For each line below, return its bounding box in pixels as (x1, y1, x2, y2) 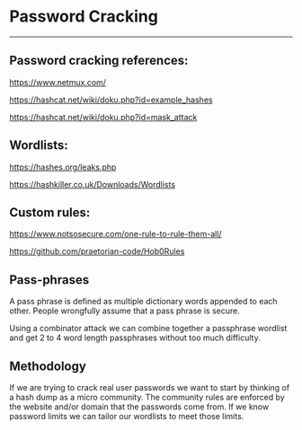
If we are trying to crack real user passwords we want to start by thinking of (9, 382, 290, 392)
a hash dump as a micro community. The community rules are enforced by (9, 392, 285, 402)
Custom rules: (9, 205, 91, 220)
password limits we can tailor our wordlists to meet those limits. (9, 411, 244, 421)
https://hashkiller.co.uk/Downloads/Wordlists (9, 179, 176, 189)
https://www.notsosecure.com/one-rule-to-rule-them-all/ (9, 229, 222, 240)
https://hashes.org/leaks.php (9, 162, 117, 172)
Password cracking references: (9, 53, 189, 68)
